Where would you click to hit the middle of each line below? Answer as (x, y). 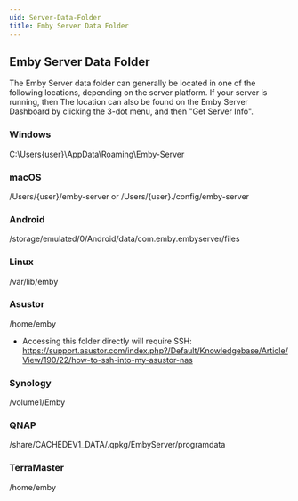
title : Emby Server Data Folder (69, 26)
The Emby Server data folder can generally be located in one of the (133, 83)
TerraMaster (37, 468)
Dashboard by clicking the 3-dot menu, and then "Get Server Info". (131, 111)
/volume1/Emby (37, 402)
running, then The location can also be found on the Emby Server (129, 102)
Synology (30, 383)
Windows (30, 134)
